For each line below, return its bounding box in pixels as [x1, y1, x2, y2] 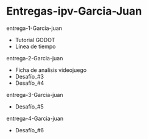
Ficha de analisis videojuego [15, 66, 87, 74]
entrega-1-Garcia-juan [6, 24, 63, 32]
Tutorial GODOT [15, 36, 55, 43]
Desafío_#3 [15, 73, 44, 80]
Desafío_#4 [15, 79, 44, 87]
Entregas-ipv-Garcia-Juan [6, 4, 142, 18]
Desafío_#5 [15, 102, 44, 110]
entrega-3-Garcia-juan [6, 91, 63, 98]
